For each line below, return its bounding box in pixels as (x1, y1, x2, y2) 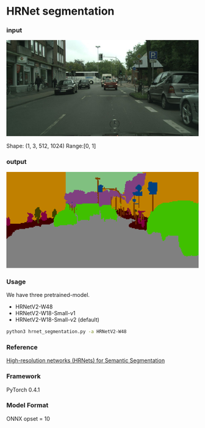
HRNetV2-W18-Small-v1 (15, 310, 76, 317)
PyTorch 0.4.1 (6, 386, 40, 393)
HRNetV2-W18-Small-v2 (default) (15, 316, 99, 324)
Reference (6, 343, 38, 351)
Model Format (6, 401, 49, 410)
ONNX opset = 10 (6, 415, 51, 422)
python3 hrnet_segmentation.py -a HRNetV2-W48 (6, 329, 127, 335)
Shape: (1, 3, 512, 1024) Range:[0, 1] (6, 142, 96, 150)
